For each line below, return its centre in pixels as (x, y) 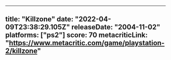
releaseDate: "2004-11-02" (116, 27)
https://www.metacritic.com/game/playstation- (87, 43)
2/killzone (21, 51)
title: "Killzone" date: (39, 19)
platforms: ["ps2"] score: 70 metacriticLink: (77, 35)
